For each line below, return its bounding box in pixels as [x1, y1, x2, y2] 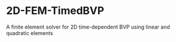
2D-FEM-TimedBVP [6, 4, 105, 17]
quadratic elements [6, 29, 53, 36]
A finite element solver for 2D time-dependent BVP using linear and [6, 23, 170, 30]
